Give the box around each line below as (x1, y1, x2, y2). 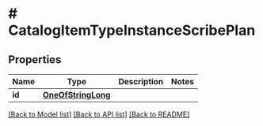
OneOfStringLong (42, 90, 111, 100)
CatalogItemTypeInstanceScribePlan (8, 21, 256, 39)
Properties (8, 53, 62, 66)
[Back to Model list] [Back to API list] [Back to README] (8, 109, 190, 119)
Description (118, 76, 164, 87)
